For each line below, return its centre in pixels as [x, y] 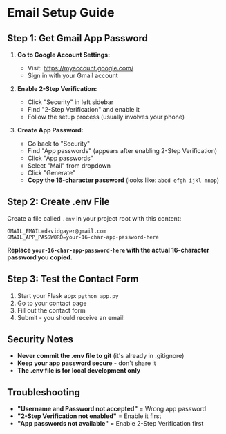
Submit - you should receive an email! [71, 317]
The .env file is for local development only [79, 371]
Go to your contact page [52, 303]
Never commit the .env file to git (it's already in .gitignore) [101, 356]
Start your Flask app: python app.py [68, 295]
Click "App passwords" [60, 158]
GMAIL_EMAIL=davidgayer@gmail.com [57, 231]
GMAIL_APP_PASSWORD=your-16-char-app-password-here [83, 237]
